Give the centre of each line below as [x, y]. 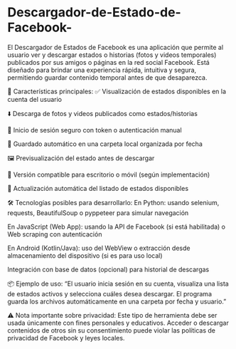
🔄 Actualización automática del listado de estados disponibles [98, 188]
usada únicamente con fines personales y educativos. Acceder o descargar [118, 323]
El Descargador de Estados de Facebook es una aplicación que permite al [116, 47]
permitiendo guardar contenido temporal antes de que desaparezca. [107, 77]
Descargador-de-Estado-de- [94, 12]
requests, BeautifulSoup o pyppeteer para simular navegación [98, 213]
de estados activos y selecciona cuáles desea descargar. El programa [109, 293]
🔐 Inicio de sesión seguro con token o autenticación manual [95, 130]
